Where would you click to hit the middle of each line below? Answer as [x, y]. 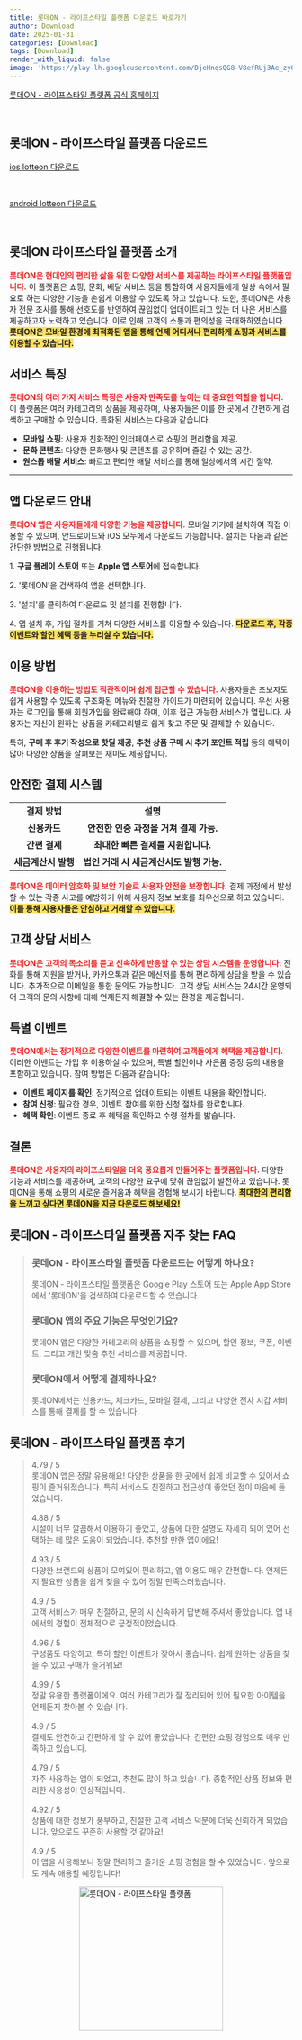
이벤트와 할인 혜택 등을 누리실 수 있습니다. [82, 635]
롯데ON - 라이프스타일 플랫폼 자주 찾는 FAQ [123, 1235]
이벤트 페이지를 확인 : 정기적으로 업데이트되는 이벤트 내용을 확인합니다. [144, 1093]
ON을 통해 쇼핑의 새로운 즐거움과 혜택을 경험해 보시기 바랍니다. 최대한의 [142, 1193]
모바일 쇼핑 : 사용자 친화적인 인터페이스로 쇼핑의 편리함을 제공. [130, 439]
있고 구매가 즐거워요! [87, 1665]
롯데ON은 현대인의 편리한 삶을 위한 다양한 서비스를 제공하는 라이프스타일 [135, 275]
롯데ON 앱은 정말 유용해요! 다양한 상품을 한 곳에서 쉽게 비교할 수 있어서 [155, 1476]
